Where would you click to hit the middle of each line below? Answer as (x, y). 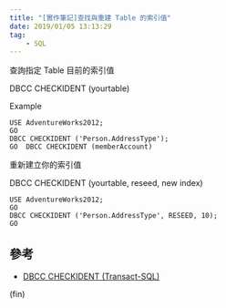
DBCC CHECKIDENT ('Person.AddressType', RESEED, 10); (114, 216)
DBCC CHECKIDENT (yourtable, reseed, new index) (106, 183)
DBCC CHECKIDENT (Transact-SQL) (91, 277)
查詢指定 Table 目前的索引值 (62, 70)
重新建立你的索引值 (46, 165)
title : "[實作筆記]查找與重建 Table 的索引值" (90, 18)
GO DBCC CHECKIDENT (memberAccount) (81, 147)
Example (26, 107)
